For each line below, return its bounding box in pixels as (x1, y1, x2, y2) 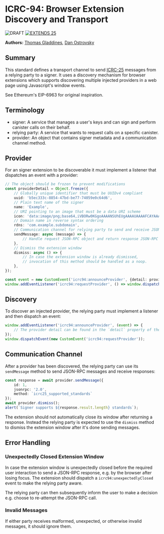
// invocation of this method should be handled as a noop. (22, 259, 147, 264)
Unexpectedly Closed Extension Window (5, 453, 104, 460)
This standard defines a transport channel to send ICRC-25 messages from (5, 67, 156, 73)
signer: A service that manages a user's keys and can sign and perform (12, 119, 156, 125)
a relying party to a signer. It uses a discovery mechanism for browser (5, 72, 146, 78)
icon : (14, 214, 25, 218)
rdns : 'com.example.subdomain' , (14, 223, 80, 228)
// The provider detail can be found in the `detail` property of (14, 327, 152, 333)
